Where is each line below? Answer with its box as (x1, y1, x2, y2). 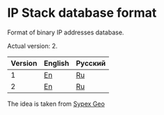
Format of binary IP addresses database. (7, 28, 124, 36)
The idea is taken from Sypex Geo (7, 100, 105, 108)
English (44, 58, 70, 68)
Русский (75, 58, 106, 68)
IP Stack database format (7, 5, 157, 21)
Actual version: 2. (7, 41, 58, 50)
